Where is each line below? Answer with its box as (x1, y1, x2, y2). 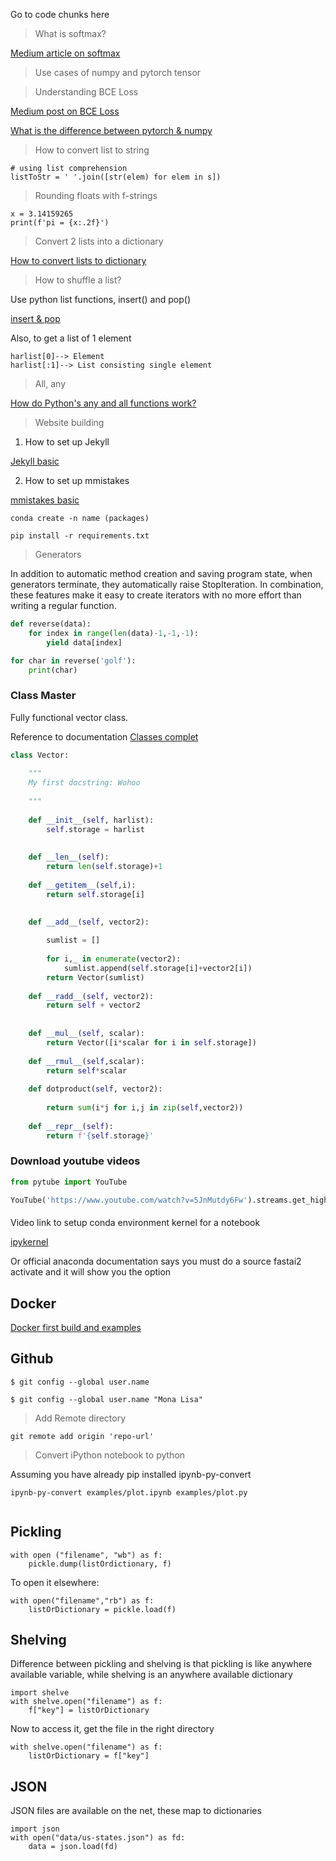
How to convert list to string (34, 144, 150, 156)
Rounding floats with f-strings (34, 190, 158, 201)
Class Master (10, 689, 77, 703)
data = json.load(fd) (28, 1842, 118, 1852)
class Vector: (10, 750, 70, 760)
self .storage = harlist (46, 824, 145, 834)
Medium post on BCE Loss (10, 105, 120, 117)
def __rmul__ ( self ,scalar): (28, 1056, 145, 1066)
